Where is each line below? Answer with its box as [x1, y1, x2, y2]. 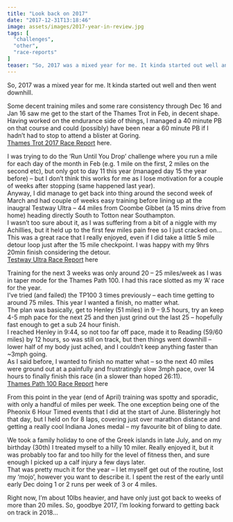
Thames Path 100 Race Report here [7, 379, 109, 387]
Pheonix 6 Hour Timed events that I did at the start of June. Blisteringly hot [7, 407, 221, 416]
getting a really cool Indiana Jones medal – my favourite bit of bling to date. [7, 422, 223, 430]
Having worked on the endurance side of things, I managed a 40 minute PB [7, 116, 222, 125]
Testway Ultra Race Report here [7, 255, 98, 264]
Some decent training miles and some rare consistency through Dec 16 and [7, 101, 222, 110]
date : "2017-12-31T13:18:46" [7, 17, 92, 24]
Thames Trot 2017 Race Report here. [7, 138, 112, 146]
